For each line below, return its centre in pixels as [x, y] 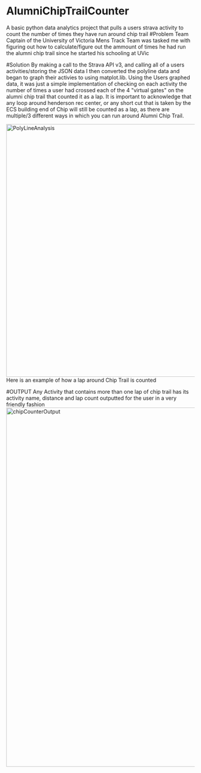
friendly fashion [25, 404]
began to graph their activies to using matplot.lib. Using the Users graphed [98, 77]
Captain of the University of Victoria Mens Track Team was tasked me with [98, 40]
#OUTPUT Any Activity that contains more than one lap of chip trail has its [98, 391]
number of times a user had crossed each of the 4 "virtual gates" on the [95, 90]
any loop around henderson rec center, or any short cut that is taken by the [99, 102]
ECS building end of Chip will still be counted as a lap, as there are [88, 109]
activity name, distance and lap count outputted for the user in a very [92, 398]
